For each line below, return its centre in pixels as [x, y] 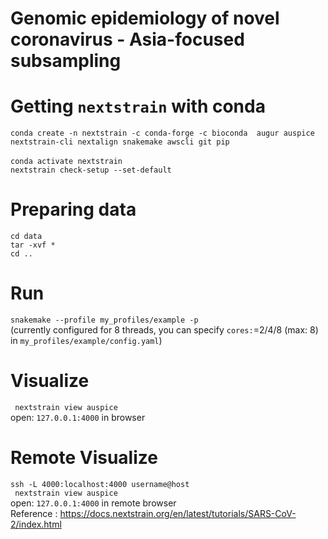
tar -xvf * [33, 245]
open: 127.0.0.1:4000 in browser [78, 417]
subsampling [66, 61]
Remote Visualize [84, 458]
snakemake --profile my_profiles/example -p [104, 320]
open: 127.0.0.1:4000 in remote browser [93, 503]
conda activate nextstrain [66, 162]
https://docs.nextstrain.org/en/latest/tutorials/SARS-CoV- [178, 513]
